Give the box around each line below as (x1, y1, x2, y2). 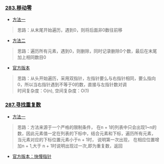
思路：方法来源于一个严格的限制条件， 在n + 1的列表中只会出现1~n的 (17, 124, 157, 130)
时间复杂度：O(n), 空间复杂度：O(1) (17, 88, 89, 94)
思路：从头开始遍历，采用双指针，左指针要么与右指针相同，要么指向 (17, 75, 156, 81)
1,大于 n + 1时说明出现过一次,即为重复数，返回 (29, 143, 123, 149)
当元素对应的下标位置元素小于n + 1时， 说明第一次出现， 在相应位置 (17, 136, 155, 142)
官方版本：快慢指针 (12, 153, 52, 159)
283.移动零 (5, 4, 32, 11)
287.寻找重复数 (5, 102, 41, 109)
